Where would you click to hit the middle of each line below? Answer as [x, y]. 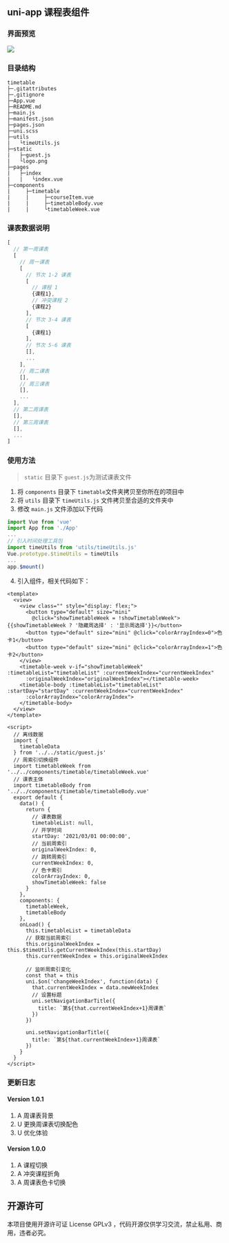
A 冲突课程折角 [38, 1173]
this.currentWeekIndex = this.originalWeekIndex [97, 956]
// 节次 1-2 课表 [48, 275]
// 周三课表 [34, 384]
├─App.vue [21, 101]
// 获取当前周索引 [48, 938]
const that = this [52, 975]
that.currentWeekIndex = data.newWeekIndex [95, 987]
